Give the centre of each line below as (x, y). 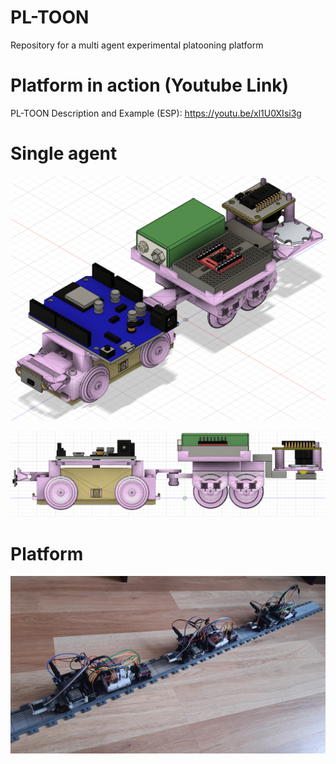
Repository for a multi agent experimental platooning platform (137, 45)
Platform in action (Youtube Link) (150, 85)
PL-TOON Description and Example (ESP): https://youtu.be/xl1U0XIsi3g (156, 113)
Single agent (64, 153)
